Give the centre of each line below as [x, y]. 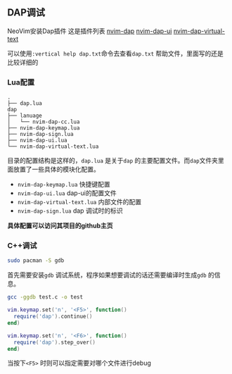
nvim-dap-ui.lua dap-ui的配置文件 [67, 193]
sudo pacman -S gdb [36, 261]
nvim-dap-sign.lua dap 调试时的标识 [70, 211]
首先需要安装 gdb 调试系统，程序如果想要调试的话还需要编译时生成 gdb [107, 275]
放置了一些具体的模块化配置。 [56, 169]
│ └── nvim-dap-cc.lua [44, 122]
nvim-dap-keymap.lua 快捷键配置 [64, 185]
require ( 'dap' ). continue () [53, 317]
